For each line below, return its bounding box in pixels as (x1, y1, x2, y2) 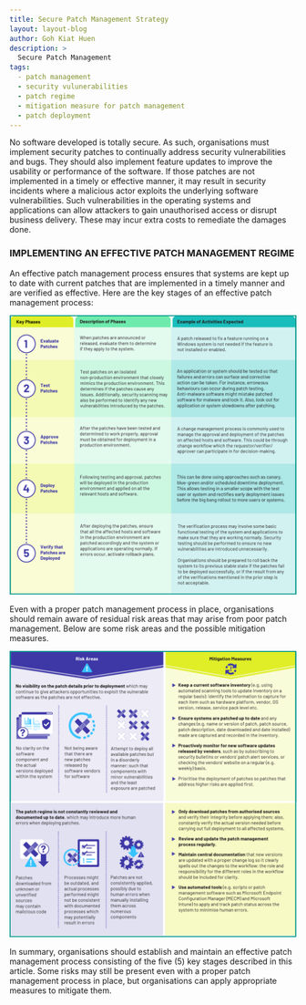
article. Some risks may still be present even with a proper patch (9, 965, 250, 976)
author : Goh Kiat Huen (9, 34, 96, 43)
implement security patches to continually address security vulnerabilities (9, 147, 287, 158)
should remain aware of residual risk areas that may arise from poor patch (9, 613, 287, 624)
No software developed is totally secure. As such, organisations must (9, 137, 270, 148)
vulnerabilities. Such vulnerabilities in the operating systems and (9, 195, 251, 206)
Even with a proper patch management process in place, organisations (9, 603, 275, 615)
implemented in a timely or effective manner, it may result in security (9, 176, 267, 187)
